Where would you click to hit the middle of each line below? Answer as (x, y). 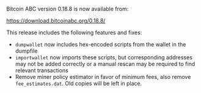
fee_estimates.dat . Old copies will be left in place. (79, 83)
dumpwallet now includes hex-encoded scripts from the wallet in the (100, 44)
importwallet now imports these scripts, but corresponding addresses (104, 57)
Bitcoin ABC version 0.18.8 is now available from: (68, 9)
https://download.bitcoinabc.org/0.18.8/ (56, 20)
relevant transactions (42, 70)
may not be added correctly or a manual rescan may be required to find (105, 64)
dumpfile (26, 51)
